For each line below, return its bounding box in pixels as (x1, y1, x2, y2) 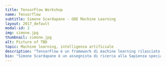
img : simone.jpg (5, 30, 39, 35)
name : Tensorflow (5, 12, 41, 17)
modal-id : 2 (5, 26, 30, 31)
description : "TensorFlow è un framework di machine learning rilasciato (5, 49, 161, 54)
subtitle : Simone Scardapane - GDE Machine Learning (5, 16, 116, 21)
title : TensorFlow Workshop (5, 7, 63, 12)
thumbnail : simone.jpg (5, 35, 52, 40)
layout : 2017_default (5, 21, 50, 26)
